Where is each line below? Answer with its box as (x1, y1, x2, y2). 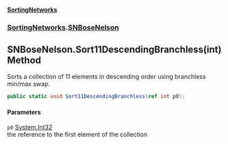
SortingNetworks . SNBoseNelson (7, 23, 119, 32)
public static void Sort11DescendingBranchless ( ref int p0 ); (7, 93, 186, 100)
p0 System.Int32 (7, 123, 53, 132)
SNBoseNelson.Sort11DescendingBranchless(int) (7, 43, 222, 55)
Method (7, 54, 42, 66)
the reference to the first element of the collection (7, 130, 148, 139)
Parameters (7, 108, 41, 116)
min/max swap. (7, 80, 50, 88)
